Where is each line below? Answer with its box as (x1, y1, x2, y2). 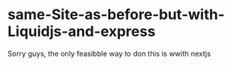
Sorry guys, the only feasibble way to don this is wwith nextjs (7, 49, 211, 58)
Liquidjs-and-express (7, 22, 156, 41)
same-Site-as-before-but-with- (7, 6, 225, 24)
